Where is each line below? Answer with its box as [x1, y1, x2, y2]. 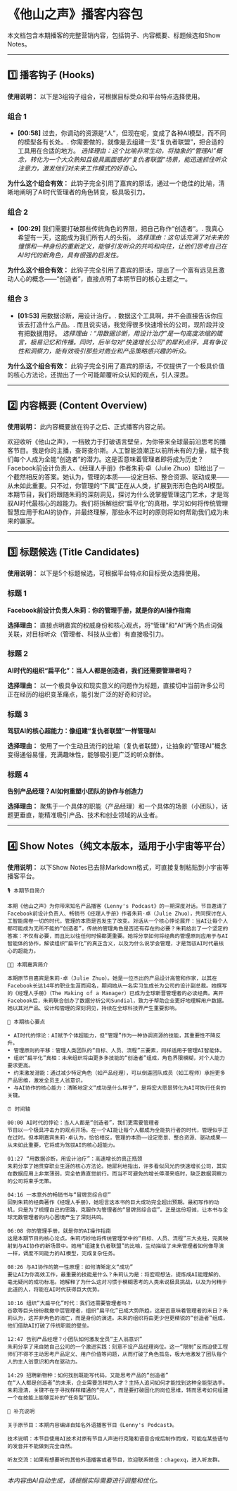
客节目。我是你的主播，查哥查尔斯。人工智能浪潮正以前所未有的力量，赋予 [7, 447, 223, 455]
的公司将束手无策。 [7, 1178, 55, 1185]
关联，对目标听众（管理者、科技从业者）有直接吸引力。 [7, 630, 167, 638]
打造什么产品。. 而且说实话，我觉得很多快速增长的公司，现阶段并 [30, 320, 219, 328]
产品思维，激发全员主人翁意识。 [7, 1077, 87, 1085]
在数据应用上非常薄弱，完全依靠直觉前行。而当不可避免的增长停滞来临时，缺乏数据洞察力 [7, 1171, 227, 1178]
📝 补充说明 [7, 1408, 35, 1416]
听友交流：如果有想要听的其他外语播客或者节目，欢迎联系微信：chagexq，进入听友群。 [7, 1456, 224, 1464]
